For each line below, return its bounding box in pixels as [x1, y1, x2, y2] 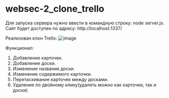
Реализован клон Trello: [5, 35, 57, 41]
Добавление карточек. [12, 54, 63, 61]
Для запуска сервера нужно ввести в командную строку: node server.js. [5, 20, 165, 26]
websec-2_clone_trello [5, 3, 104, 15]
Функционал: [5, 45, 34, 51]
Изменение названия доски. [12, 66, 75, 72]
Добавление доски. [12, 60, 56, 66]
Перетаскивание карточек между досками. [12, 76, 109, 82]
